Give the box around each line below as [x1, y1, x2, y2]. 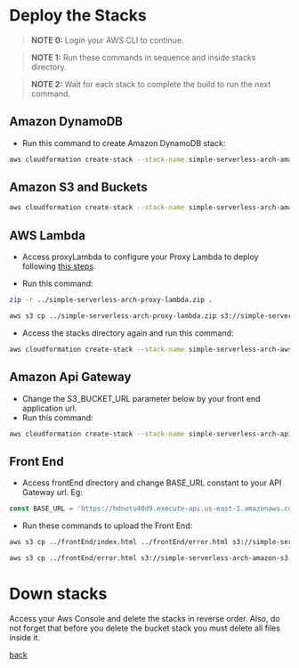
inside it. [9, 631, 41, 642]
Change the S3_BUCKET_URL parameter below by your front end [21, 393, 261, 403]
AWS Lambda [9, 228, 86, 243]
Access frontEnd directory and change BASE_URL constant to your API [21, 477, 282, 488]
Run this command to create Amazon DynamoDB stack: [21, 137, 226, 148]
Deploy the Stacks [9, 5, 147, 26]
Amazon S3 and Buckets [9, 180, 149, 195]
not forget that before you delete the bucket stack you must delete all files [9, 623, 280, 633]
